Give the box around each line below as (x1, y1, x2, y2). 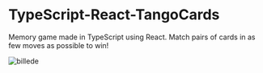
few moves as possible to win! (8, 40, 109, 50)
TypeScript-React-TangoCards (8, 6, 220, 24)
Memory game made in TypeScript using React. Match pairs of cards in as (8, 32, 256, 42)
